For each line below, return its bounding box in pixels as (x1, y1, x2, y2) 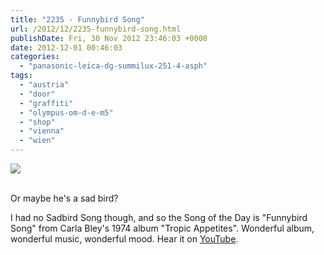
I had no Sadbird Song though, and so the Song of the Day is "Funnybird (10, 212, 308, 223)
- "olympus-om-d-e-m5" (19, 107, 114, 118)
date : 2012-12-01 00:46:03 (10, 42, 123, 53)
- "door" (19, 89, 56, 99)
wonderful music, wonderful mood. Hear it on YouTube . (10, 233, 239, 245)
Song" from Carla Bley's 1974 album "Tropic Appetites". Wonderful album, (10, 222, 315, 234)
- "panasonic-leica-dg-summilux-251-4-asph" (19, 61, 208, 71)
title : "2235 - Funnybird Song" (10, 14, 145, 25)
